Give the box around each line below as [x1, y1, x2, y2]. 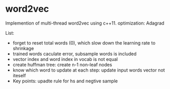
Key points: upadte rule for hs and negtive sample [12, 78, 118, 84]
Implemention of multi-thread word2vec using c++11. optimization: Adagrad [5, 20, 165, 26]
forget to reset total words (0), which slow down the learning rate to [12, 39, 156, 46]
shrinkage [12, 45, 34, 51]
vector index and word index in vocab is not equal [12, 56, 118, 62]
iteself [12, 72, 26, 78]
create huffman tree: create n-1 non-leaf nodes [12, 61, 113, 68]
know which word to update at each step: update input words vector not [12, 67, 165, 73]
